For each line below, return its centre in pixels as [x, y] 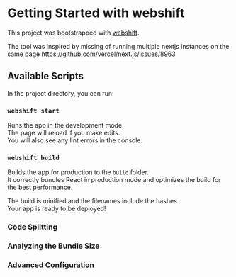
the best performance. [40, 187]
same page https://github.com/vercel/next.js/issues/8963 [91, 54]
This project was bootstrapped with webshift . [73, 33]
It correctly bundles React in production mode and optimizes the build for [114, 180]
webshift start [34, 111]
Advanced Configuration [51, 265]
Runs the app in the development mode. [66, 125]
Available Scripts [45, 76]
